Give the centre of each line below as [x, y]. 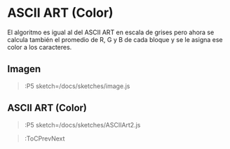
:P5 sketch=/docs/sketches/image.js [77, 86]
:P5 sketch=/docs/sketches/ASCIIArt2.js [82, 125]
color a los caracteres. [40, 47]
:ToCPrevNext [45, 139]
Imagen [24, 69]
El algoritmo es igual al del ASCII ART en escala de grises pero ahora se [111, 32]
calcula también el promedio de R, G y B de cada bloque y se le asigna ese [115, 39]
